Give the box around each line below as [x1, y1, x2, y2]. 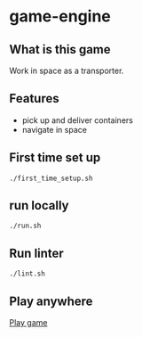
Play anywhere [9, 293, 93, 308]
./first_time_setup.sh [9, 174, 93, 183]
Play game [9, 317, 48, 328]
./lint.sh [9, 269, 46, 278]
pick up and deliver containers [21, 114, 133, 126]
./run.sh [9, 221, 42, 231]
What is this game [9, 42, 111, 57]
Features [9, 91, 59, 106]
